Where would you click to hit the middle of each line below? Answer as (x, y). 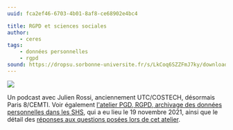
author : (18, 32)
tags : (15, 46)
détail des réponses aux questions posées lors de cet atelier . (94, 119)
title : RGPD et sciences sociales (57, 26)
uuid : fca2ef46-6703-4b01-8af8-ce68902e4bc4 (72, 13)
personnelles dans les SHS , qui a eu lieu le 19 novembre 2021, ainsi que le (113, 112)
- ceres (31, 39)
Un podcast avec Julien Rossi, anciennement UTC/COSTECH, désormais (111, 97)
